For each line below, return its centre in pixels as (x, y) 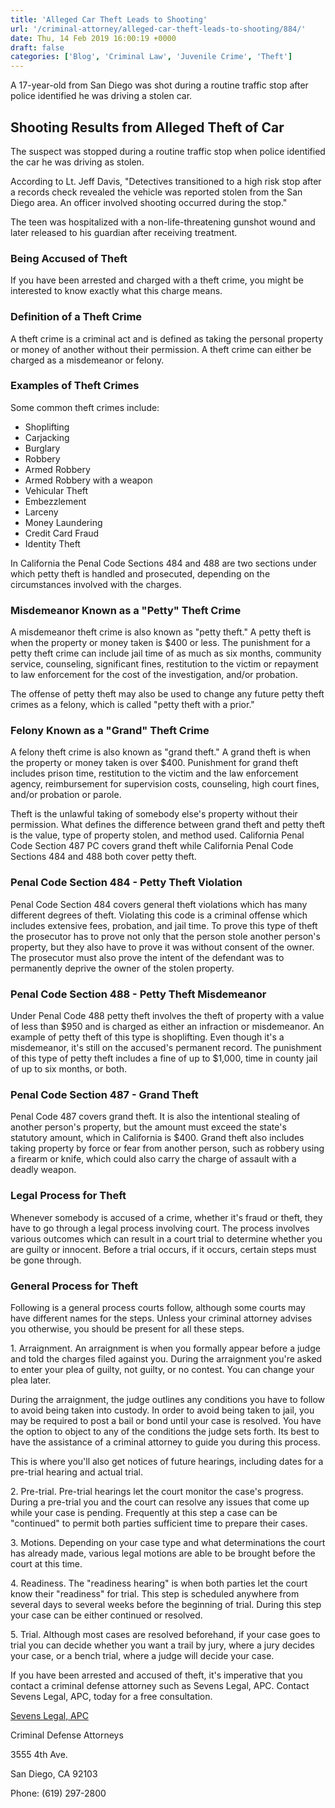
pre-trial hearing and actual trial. (77, 1472)
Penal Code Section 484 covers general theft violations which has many (159, 904)
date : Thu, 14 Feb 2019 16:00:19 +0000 (93, 38)
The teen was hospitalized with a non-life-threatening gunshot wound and (163, 222)
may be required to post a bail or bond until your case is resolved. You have (166, 1420)
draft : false (37, 47)
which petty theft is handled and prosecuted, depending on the (140, 573)
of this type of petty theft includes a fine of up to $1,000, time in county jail (164, 1058)
